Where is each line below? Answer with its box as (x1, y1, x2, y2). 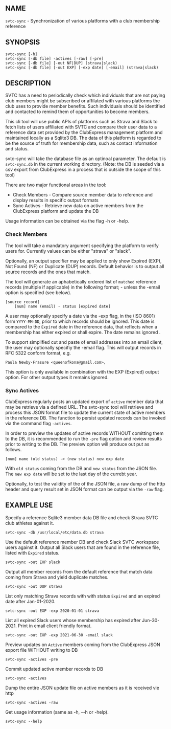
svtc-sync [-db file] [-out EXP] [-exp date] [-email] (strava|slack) (5, 65, 159, 70)
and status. (5, 146, 29, 152)
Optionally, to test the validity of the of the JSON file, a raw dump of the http (5, 481, 165, 487)
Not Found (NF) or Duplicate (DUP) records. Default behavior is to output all (5, 263, 164, 269)
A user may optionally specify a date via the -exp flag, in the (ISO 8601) (5, 313, 156, 319)
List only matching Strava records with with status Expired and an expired (5, 593, 160, 599)
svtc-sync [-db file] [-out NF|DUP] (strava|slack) (5, 60, 117, 65)
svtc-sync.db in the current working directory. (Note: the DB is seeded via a (5, 161, 164, 167)
